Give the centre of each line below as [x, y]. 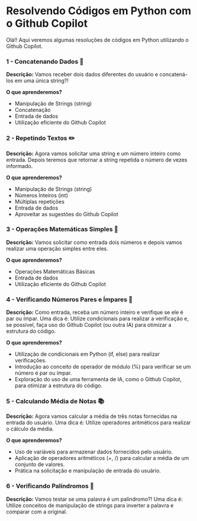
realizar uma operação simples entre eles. [57, 248]
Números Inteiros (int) [41, 195]
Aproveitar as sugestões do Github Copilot [66, 214]
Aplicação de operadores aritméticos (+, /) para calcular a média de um [102, 458]
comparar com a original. [37, 512]
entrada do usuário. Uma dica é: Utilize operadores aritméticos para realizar [98, 423]
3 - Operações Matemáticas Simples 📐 [62, 229]
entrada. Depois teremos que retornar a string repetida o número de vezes [97, 160]
